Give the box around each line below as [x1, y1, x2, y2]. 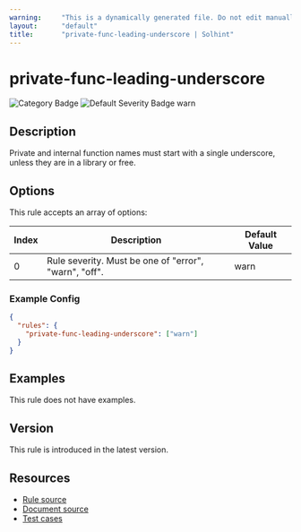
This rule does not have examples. [9, 395, 136, 406]
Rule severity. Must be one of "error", [47, 254, 204, 267]
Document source [21, 503, 90, 515]
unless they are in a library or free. [9, 158, 136, 168]
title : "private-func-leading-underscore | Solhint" [9, 30, 235, 39]
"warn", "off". [47, 265, 105, 278]
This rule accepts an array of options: [9, 207, 148, 218]
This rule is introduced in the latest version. [9, 444, 168, 455]
